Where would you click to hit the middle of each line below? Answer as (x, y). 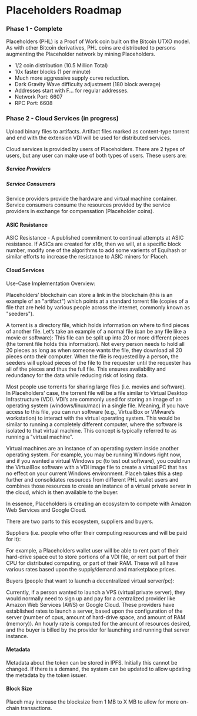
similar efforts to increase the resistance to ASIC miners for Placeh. (87, 257)
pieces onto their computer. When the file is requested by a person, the (93, 356)
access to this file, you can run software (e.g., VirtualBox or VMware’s (91, 411)
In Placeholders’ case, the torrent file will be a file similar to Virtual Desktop (97, 393)
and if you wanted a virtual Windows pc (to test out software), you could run (98, 460)
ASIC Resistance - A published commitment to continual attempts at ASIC (95, 238)
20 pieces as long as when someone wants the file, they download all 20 (94, 350)
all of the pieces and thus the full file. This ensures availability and (86, 369)
